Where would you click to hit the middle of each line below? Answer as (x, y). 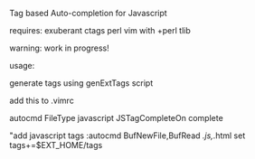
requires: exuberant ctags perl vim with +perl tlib (100, 30)
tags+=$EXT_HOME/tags (56, 145)
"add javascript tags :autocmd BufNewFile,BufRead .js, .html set (127, 136)
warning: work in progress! (60, 48)
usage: (22, 65)
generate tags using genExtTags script (81, 83)
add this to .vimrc (42, 100)
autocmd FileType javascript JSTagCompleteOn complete (116, 118)
